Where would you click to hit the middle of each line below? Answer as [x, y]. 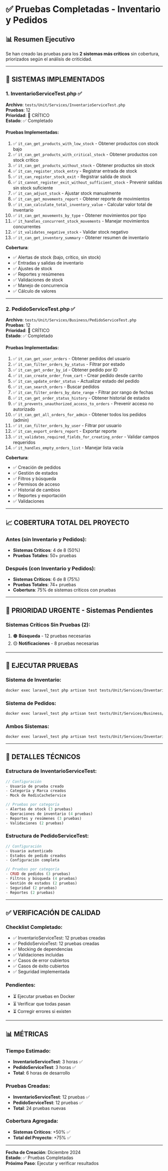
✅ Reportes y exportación [39, 496]
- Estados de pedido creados [36, 856]
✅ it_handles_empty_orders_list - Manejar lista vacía [68, 448]
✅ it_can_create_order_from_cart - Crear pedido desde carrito [78, 376]
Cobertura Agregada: [32, 1121]
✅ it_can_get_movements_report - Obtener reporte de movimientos [81, 199]
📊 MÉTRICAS [27, 1034]
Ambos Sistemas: [27, 726]
